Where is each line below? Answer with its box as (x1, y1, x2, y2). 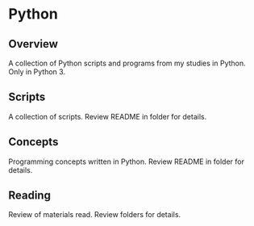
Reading (8, 189, 51, 203)
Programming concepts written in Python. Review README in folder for (8, 157, 244, 166)
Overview (8, 37, 59, 51)
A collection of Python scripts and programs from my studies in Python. (8, 58, 246, 68)
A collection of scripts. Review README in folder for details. (8, 111, 207, 121)
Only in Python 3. (8, 67, 66, 77)
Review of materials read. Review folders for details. (8, 210, 181, 220)
